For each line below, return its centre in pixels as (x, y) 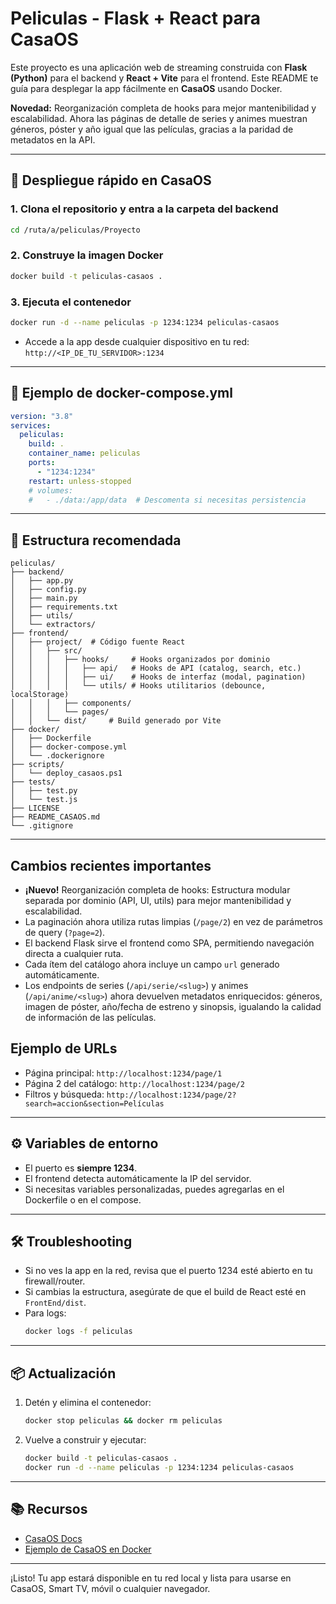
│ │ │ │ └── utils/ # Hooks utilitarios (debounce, (138, 686)
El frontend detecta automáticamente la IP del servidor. (138, 1178)
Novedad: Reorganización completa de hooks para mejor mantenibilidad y (163, 108)
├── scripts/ (37, 765)
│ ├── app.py (42, 581)
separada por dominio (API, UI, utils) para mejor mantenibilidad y (158, 901)
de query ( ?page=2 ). (65, 933)
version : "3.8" (42, 416)
